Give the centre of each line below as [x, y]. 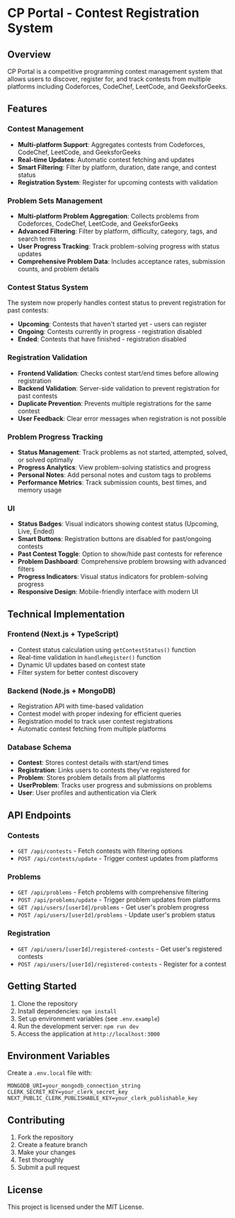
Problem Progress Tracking [55, 437]
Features [27, 109]
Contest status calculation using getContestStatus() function [107, 649]
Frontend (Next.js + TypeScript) [63, 634]
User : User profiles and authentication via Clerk [87, 793]
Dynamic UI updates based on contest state [81, 665]
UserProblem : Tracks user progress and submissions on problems [115, 785]
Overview [29, 54]
